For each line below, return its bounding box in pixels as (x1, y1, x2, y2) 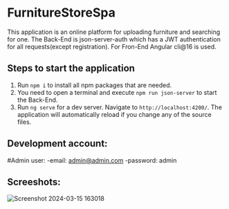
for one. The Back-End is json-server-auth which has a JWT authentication (7, 35, 221, 43)
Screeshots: (7, 176, 61, 188)
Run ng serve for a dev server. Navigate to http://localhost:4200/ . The (17, 102, 223, 111)
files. (17, 118, 32, 126)
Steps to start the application (7, 62, 135, 74)
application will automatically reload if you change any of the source (17, 110, 212, 118)
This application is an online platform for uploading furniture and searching (7, 28, 221, 36)
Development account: (7, 138, 108, 149)
